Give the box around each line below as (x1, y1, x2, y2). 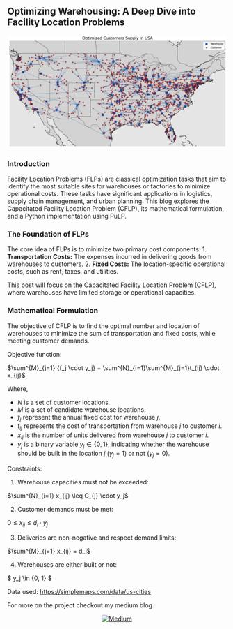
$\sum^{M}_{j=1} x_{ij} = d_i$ (7, 547, 91, 556)
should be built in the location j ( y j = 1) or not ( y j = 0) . (17, 449, 170, 459)
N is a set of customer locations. (17, 398, 111, 406)
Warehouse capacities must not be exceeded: (17, 478, 149, 486)
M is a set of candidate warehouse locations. (17, 405, 146, 414)
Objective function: (7, 350, 62, 358)
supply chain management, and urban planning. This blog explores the (7, 197, 210, 205)
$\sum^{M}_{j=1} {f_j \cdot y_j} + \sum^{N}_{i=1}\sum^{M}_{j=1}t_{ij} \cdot (7, 363, 220, 372)
